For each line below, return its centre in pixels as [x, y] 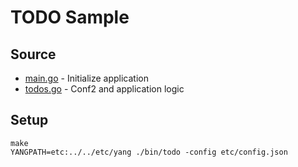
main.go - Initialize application [87, 78]
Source [33, 54]
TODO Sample [70, 17]
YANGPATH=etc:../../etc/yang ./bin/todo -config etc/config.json [149, 152]
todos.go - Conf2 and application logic [104, 89]
